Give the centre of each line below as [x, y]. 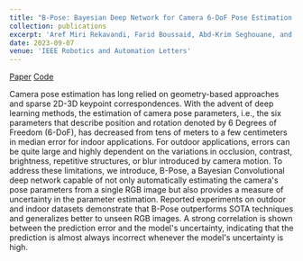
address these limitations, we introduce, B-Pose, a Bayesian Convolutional [147, 171]
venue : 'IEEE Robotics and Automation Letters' [101, 51]
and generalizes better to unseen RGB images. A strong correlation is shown [151, 219]
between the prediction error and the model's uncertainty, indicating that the [151, 228]
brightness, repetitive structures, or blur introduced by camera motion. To [146, 161]
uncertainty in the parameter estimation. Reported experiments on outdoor [148, 200]
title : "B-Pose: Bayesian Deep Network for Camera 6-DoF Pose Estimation [151, 18]
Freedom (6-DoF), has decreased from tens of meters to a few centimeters [148, 132]
